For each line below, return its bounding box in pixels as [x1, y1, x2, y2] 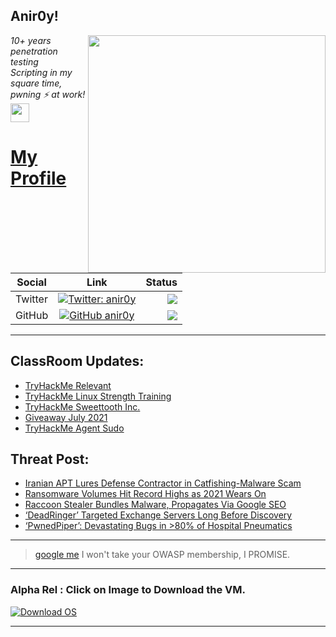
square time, [10, 77, 63, 89]
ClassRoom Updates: [10, 353, 145, 370]
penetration [10, 45, 58, 57]
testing [10, 55, 39, 68]
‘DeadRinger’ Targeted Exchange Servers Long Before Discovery [24, 509, 293, 521]
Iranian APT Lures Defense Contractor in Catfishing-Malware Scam [24, 477, 302, 489]
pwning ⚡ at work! [10, 88, 86, 100]
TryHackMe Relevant [24, 379, 112, 391]
